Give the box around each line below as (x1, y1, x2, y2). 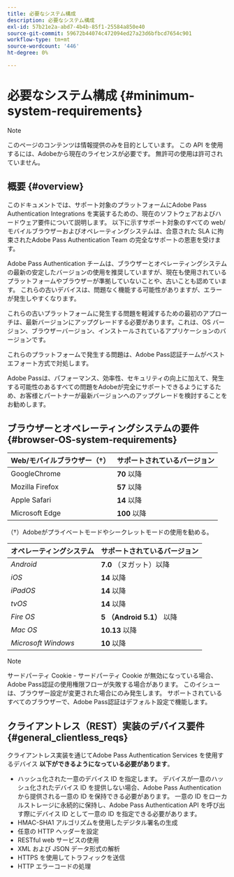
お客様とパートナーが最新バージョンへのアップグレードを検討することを (19, 391, 228, 400)
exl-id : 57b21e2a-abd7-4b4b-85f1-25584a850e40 (7, 23, 145, 30)
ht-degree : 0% (7, 50, 49, 57)
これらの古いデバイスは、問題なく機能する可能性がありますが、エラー (20, 285, 222, 294)
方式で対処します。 (37, 358, 93, 367)
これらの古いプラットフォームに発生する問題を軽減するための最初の (7, 309, 203, 317)
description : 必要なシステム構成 (7, 17, 95, 24)
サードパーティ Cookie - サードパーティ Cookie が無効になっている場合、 (7, 671, 218, 680)
